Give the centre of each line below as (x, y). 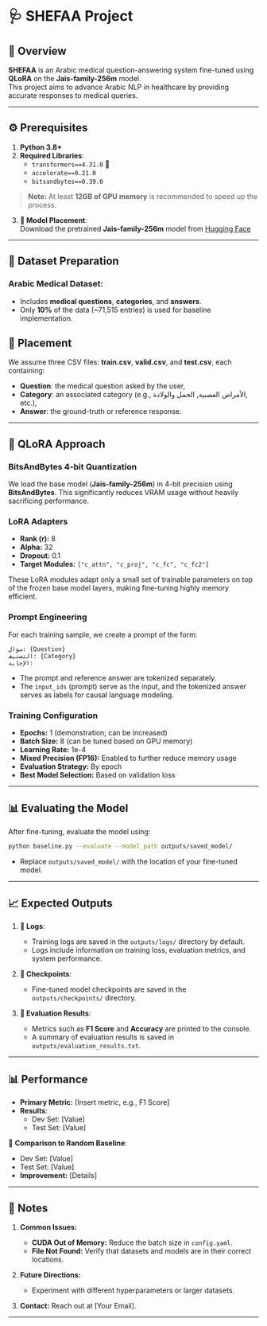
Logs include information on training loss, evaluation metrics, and (139, 950)
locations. (48, 1260)
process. (42, 205)
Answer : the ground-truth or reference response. (101, 411)
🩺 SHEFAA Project (71, 16)
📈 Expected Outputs (60, 903)
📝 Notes (28, 1208)
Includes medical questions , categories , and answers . (110, 301)
